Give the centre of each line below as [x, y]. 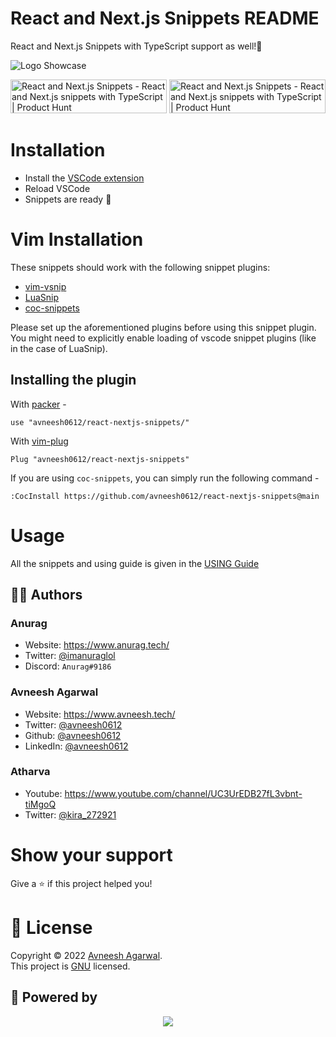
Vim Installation [77, 239]
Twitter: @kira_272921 [70, 814]
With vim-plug [39, 441]
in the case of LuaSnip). [59, 348]
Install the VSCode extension [84, 178]
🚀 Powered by [54, 997]
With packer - [38, 404]
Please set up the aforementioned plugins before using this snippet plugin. [163, 327]
